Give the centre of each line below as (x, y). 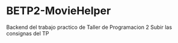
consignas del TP (28, 33)
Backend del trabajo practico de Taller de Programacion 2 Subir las (89, 27)
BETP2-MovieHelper (59, 11)
